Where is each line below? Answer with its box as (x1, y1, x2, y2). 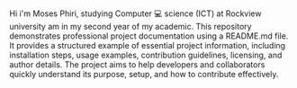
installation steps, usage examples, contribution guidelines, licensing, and (9, 49, 283, 60)
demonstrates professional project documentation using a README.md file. (9, 31, 289, 41)
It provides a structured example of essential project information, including (9, 40, 286, 50)
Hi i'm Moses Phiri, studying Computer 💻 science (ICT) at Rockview (9, 8, 262, 19)
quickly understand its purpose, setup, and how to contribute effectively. (9, 69, 279, 79)
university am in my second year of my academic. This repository (9, 22, 252, 31)
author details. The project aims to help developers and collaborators (9, 59, 265, 70)
